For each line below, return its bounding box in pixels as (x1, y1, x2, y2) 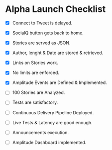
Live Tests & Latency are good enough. (12, 119, 93, 125)
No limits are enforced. (12, 70, 60, 75)
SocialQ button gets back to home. (12, 30, 84, 36)
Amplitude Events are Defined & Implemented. (12, 79, 107, 85)
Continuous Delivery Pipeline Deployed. (12, 109, 94, 115)
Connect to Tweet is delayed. (12, 20, 73, 26)
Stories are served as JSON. (12, 40, 71, 46)
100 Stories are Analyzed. (12, 89, 65, 95)
